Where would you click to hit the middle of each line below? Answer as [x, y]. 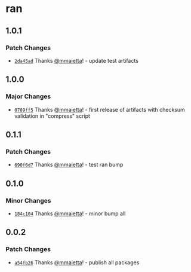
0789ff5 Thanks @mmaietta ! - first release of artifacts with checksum [100, 109]
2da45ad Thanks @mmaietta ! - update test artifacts [76, 60]
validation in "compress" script [52, 116]
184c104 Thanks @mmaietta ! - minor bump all [70, 213]
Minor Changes [28, 200]
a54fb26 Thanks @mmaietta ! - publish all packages [77, 262]
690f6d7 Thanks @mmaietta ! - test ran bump [69, 165]
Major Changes [28, 96]
